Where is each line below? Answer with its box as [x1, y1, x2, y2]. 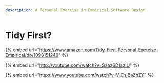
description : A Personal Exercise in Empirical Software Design [5, 7, 146, 13]
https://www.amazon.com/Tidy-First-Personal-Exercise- [39, 47, 159, 53]
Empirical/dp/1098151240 [5, 52, 59, 58]
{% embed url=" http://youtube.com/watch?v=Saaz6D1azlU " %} [5, 62, 140, 68]
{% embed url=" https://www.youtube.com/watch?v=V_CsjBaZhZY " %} [5, 72, 154, 78]
